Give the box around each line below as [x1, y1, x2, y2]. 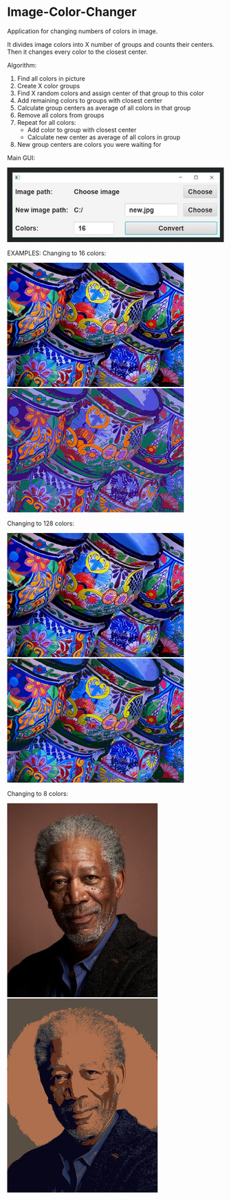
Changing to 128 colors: [7, 519, 74, 528]
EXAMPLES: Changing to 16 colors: [7, 249, 107, 257]
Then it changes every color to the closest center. [7, 48, 148, 56]
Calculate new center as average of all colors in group [27, 132, 181, 141]
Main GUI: [7, 153, 36, 162]
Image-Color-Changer [7, 4, 137, 20]
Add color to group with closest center [27, 126, 137, 134]
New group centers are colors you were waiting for [16, 140, 162, 148]
